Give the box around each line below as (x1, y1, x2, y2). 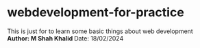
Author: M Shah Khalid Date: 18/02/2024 (7, 34, 124, 42)
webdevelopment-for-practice (7, 5, 185, 20)
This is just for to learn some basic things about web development (7, 27, 193, 35)
